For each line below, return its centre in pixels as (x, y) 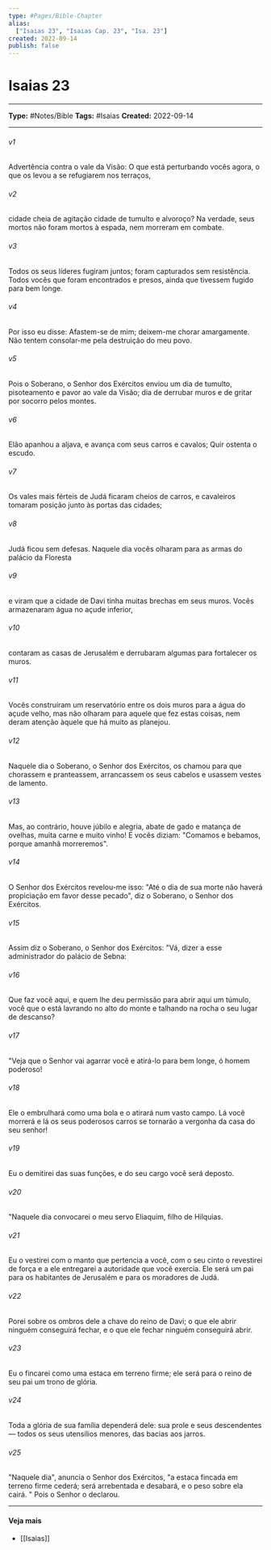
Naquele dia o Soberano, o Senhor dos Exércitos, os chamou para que (125, 766)
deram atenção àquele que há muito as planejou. (90, 722)
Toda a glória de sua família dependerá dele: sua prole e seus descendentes (135, 1425)
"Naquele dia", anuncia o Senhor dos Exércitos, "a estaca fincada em (123, 1477)
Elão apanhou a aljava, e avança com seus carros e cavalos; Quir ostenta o (133, 444)
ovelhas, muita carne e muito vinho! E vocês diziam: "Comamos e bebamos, (134, 835)
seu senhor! (28, 1130)
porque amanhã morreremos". (58, 843)
